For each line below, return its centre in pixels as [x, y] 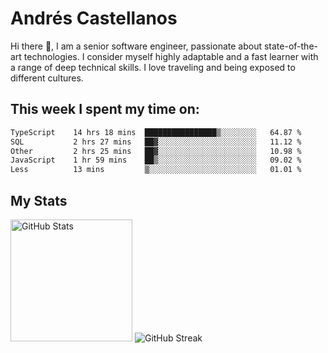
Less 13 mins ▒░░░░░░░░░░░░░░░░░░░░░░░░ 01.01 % [156, 170]
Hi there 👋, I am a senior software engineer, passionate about [136, 46]
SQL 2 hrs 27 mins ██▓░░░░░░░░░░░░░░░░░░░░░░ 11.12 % [156, 142]
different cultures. [47, 78]
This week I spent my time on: [105, 109]
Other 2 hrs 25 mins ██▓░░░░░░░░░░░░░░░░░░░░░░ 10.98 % [156, 151]
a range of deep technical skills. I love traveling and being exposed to [153, 67]
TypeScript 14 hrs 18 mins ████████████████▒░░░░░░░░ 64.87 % [156, 132]
